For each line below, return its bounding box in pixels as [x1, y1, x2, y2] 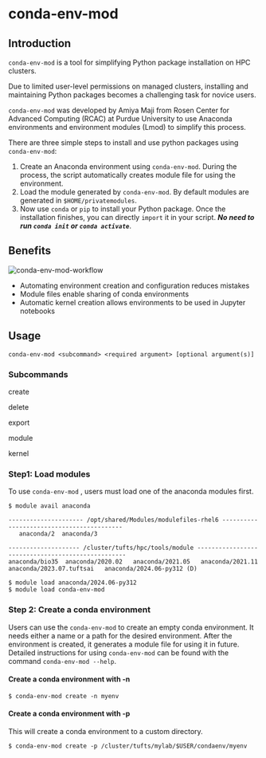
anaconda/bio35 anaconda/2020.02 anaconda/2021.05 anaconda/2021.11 [8, 558, 259, 566]
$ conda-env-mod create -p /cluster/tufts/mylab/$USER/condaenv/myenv [8, 742, 248, 750]
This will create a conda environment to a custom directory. [8, 726, 203, 736]
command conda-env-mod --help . [8, 656, 117, 666]
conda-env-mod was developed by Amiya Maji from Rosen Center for [8, 105, 229, 115]
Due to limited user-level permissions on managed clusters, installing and [8, 81, 248, 91]
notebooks [19, 306, 56, 316]
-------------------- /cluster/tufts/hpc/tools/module [8, 544, 194, 552]
